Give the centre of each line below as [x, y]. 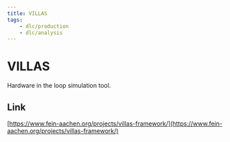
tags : [15, 20]
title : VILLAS [27, 13]
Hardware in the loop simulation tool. [59, 86]
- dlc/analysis [41, 33]
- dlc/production [44, 26]
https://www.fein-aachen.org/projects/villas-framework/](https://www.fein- [116, 123]
